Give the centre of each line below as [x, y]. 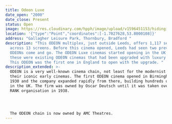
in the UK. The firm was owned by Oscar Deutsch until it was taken [84, 86]
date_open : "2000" [25, 15]
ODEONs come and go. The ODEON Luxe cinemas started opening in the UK [88, 53]
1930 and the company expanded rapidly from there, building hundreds [87, 81]
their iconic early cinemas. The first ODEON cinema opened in [79, 77]
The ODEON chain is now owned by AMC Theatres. [62, 113]
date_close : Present [27, 19]
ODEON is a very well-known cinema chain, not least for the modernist [88, 72]
